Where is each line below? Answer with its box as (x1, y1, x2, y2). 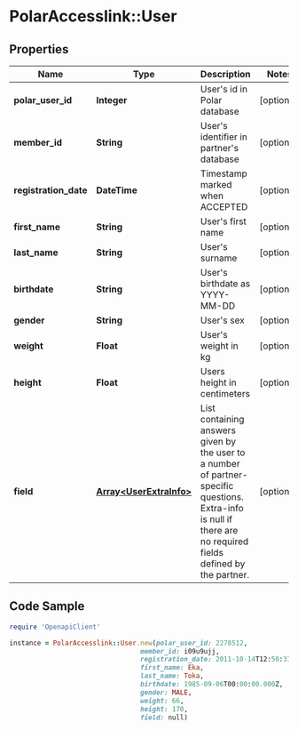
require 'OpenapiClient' (9, 622, 101, 631)
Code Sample (9, 598, 85, 614)
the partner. (200, 569, 250, 581)
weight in (200, 340, 239, 352)
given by (200, 436, 237, 447)
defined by (200, 558, 246, 570)
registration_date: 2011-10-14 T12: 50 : (140, 655, 284, 664)
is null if (200, 513, 233, 525)
